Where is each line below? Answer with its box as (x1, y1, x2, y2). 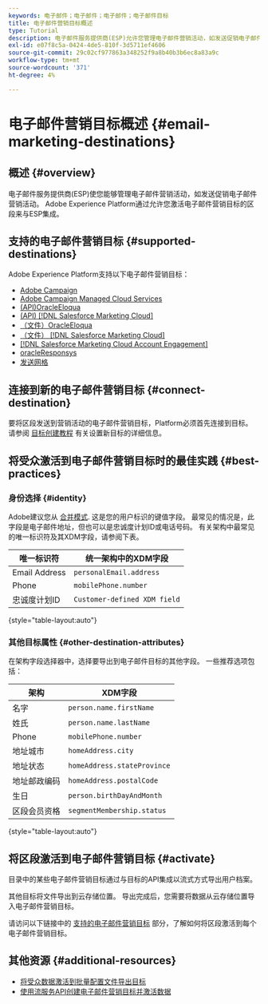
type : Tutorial (8, 26, 59, 34)
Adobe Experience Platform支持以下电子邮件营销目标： (8, 269, 190, 280)
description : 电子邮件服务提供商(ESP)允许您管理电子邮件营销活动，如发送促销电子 (8, 34, 251, 42)
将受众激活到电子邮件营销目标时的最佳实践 (8, 454, 218, 467)
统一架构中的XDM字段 (85, 553, 169, 564)
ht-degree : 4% (8, 71, 56, 79)
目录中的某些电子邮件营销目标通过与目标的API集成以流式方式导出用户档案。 (8, 875, 258, 884)
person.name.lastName (68, 718, 150, 728)
